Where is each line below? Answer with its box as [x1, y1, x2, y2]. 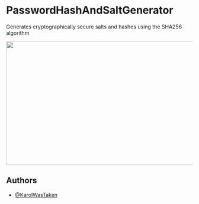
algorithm [6, 29, 30, 36]
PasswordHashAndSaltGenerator [6, 4, 174, 17]
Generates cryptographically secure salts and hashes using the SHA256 [6, 23, 182, 30]
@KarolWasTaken [14, 191, 58, 198]
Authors [6, 176, 37, 186]
